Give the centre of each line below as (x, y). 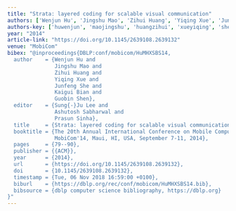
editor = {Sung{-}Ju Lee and (61, 105)
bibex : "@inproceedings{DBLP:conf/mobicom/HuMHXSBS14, (89, 53)
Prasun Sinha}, (77, 118)
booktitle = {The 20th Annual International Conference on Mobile (113, 132)
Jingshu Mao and (78, 66)
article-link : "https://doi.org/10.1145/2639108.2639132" (94, 40)
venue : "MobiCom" (33, 46)
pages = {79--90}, (47, 145)
